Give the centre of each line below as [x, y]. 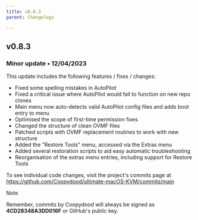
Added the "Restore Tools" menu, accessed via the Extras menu [93, 145]
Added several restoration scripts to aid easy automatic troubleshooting [103, 151]
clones [23, 100]
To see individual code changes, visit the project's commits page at [89, 175]
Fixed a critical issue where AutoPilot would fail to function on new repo [103, 94]
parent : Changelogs [30, 17]
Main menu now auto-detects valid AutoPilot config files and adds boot [102, 107]
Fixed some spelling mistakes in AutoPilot [66, 88]
